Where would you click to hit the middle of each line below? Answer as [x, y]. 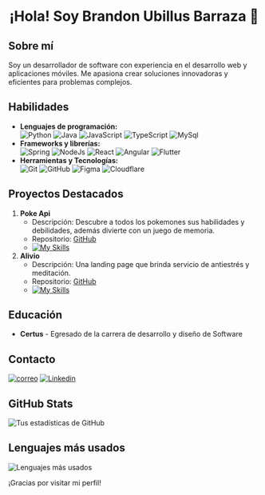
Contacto [32, 359]
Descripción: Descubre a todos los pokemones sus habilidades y [138, 222]
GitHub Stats [41, 403]
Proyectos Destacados [66, 194]
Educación [35, 315]
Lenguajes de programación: [69, 126]
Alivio [30, 256]
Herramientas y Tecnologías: [69, 160]
